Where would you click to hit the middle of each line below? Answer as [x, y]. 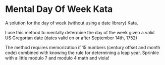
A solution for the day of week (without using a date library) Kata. [72, 23]
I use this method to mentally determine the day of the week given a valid [80, 32]
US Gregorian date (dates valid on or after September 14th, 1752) [71, 38]
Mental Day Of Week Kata [59, 9]
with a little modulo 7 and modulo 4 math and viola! [57, 58]
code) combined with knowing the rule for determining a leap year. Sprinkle [82, 53]
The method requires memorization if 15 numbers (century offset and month [83, 47]
